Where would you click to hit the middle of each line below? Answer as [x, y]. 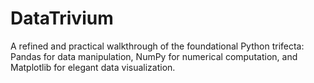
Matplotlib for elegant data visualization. [93, 67]
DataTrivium [62, 18]
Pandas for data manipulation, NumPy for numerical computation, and [154, 56]
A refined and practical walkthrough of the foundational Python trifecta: [157, 46]
